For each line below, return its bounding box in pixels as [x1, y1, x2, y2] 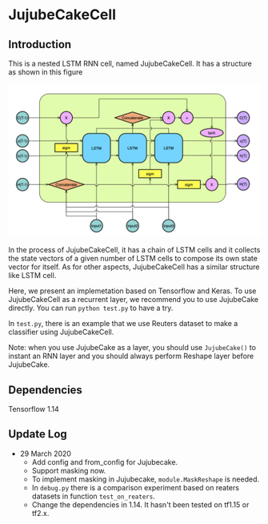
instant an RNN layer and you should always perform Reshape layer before [8, 351, 254, 361]
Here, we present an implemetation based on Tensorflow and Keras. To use [8, 286, 257, 296]
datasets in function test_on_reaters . [31, 491, 156, 501]
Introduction [8, 38, 72, 51]
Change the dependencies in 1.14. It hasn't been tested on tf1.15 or [31, 499, 250, 510]
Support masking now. [31, 466, 106, 475]
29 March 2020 [19, 449, 72, 458]
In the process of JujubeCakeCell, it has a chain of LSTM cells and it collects [8, 245, 261, 255]
